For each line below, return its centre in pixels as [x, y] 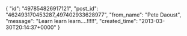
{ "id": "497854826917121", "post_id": [52, 9]
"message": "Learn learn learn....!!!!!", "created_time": [72, 21]
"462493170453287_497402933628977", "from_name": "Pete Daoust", [93, 15]
